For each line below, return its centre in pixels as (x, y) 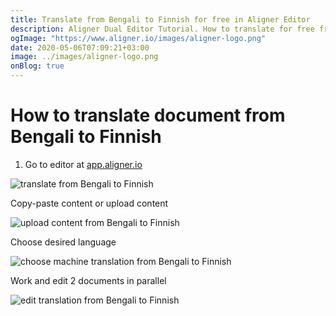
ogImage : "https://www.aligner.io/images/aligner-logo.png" (138, 38)
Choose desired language (63, 242)
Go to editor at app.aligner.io (83, 164)
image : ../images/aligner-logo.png (84, 57)
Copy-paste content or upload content (89, 203)
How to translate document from (148, 115)
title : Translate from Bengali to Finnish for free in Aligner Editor (160, 19)
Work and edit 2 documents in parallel (88, 280)
